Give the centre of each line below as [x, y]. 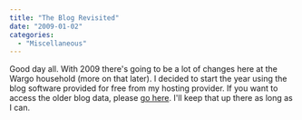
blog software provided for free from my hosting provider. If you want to [144, 88]
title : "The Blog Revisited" [64, 18]
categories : [32, 35]
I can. [19, 108]
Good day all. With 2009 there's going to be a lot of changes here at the [144, 69]
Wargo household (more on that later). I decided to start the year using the [148, 79]
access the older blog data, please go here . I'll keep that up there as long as [151, 98]
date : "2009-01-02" [46, 26]
